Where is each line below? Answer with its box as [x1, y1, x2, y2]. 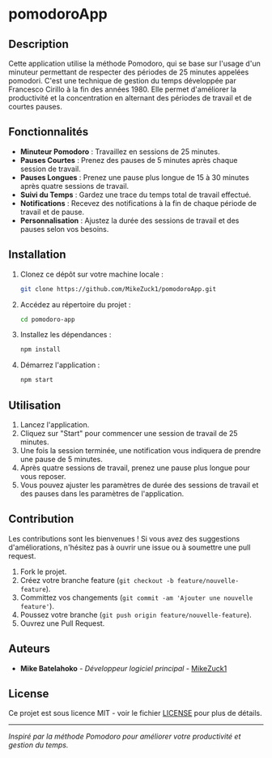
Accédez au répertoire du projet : [19, 299, 131, 309]
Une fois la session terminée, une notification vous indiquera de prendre [19, 445, 261, 455]
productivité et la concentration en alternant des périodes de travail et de [8, 93, 253, 102]
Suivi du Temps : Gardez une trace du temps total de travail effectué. [19, 190, 252, 199]
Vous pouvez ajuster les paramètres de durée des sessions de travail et [19, 480, 259, 490]
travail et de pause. [19, 207, 85, 216]
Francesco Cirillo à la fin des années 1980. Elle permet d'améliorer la [8, 84, 237, 94]
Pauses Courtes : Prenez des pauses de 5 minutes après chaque [19, 155, 238, 165]
